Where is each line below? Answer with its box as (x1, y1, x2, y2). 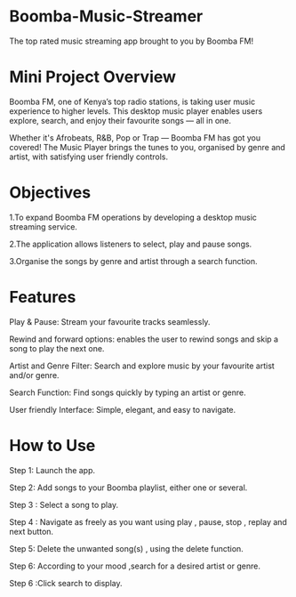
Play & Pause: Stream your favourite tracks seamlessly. (9, 316, 211, 327)
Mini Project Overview (9, 67, 176, 87)
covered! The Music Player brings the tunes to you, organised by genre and (9, 141, 286, 152)
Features (9, 287, 76, 307)
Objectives (9, 182, 92, 203)
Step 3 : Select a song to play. (9, 499, 118, 510)
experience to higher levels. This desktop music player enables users (9, 105, 263, 117)
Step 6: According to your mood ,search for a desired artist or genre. (9, 561, 260, 571)
